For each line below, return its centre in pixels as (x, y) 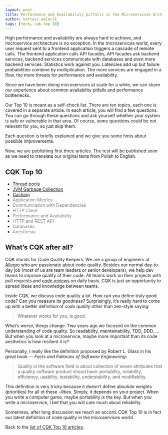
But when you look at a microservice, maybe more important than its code (81, 336)
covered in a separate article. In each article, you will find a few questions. (82, 110)
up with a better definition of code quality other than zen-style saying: (77, 306)
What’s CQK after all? (39, 247)
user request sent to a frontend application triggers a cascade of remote (79, 48)
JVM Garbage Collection (38, 189)
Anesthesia (24, 232)
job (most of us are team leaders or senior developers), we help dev (84, 270)
